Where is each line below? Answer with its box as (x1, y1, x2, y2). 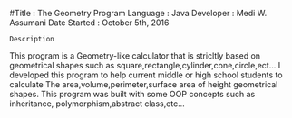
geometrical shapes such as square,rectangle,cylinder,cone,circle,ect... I (9, 60, 281, 70)
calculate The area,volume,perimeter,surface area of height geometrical (9, 79, 278, 89)
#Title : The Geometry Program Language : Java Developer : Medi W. (9, 8, 268, 18)
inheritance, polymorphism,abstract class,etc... (9, 98, 185, 109)
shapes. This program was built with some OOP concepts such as (9, 89, 256, 99)
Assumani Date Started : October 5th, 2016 (9, 17, 170, 28)
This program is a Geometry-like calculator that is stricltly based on (9, 50, 261, 61)
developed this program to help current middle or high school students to (9, 69, 283, 80)
